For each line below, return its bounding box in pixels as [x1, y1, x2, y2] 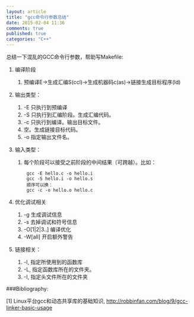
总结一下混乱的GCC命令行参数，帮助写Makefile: [6, 53, 123, 60]
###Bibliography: [6, 286, 49, 292]
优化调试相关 [14, 198, 46, 205]
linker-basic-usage [6, 304, 52, 311]
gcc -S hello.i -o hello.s [26, 176, 93, 182]
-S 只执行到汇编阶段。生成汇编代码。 [23, 111, 115, 118]
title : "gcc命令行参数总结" [6, 14, 69, 20]
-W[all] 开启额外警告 [23, 233, 73, 240]
